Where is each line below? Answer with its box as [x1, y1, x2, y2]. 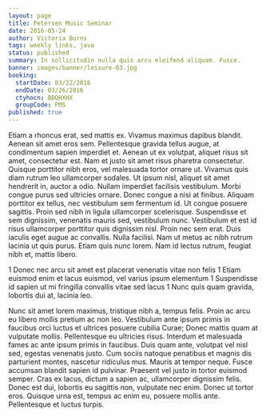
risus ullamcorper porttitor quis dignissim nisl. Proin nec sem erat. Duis [8, 224, 241, 233]
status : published [8, 49, 69, 57]
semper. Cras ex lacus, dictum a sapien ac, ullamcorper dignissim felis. [8, 374, 242, 383]
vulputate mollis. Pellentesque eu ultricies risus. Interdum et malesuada [8, 331, 243, 341]
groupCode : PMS [15, 101, 66, 109]
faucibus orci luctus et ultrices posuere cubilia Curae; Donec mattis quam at [8, 323, 258, 332]
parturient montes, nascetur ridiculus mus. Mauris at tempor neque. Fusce [8, 357, 253, 367]
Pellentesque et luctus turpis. [8, 399, 105, 409]
